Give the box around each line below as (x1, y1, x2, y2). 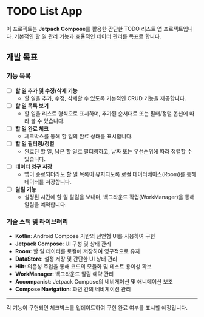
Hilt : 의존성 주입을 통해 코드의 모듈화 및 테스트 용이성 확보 (15, 263, 152, 270)
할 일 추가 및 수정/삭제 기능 (15, 87, 78, 94)
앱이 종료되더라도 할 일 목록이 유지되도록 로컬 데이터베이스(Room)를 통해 (24, 170, 197, 177)
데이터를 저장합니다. (24, 178, 72, 185)
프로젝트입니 (163, 25, 193, 32)
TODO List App (6, 4, 83, 18)
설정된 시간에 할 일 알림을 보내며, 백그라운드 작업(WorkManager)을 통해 (24, 193, 195, 200)
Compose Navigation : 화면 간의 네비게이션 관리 (15, 285, 131, 293)
